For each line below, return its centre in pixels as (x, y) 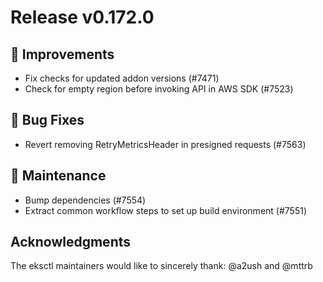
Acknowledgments (71, 242)
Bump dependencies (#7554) (85, 200)
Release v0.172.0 (82, 17)
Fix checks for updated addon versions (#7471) (122, 78)
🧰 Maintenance (58, 176)
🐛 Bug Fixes (47, 120)
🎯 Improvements (62, 54)
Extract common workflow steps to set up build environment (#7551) (166, 210)
